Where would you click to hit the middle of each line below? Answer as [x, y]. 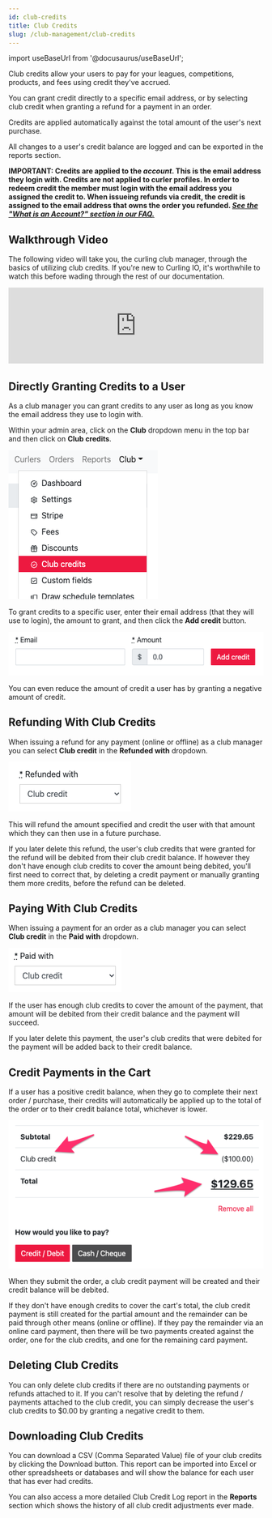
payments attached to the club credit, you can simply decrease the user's [131, 1402]
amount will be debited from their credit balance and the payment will [124, 1014]
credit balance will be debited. [59, 1290]
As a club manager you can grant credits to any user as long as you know [131, 406]
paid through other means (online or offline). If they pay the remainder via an [136, 1322]
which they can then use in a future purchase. [85, 833]
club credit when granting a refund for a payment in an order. [110, 107]
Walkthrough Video [58, 239]
